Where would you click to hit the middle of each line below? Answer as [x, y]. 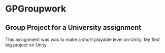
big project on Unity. [27, 45]
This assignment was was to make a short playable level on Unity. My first [82, 39]
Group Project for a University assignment [73, 28]
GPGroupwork [36, 9]
